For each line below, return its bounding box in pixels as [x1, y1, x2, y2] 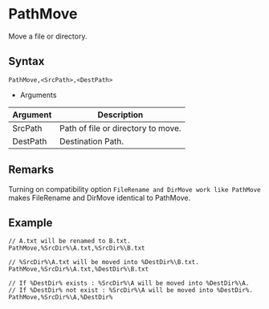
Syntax [8, 55, 45, 68]
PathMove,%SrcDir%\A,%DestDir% [8, 294, 113, 302]
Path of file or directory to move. [59, 122, 182, 133]
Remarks [8, 163, 55, 177]
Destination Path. [59, 136, 124, 147]
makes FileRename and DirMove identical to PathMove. [8, 193, 191, 202]
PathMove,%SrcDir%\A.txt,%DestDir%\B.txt [8, 266, 149, 274]
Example [8, 216, 53, 230]
